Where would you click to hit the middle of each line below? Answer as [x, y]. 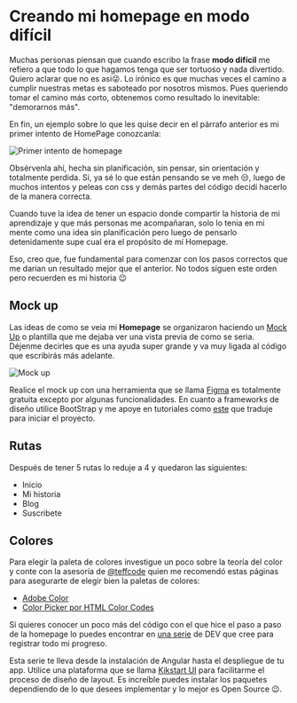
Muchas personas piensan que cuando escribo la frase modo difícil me [140, 59]
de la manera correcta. [51, 196]
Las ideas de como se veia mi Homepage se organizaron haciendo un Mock [148, 327]
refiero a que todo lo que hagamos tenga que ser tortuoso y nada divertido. [147, 69]
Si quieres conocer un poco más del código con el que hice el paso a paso [145, 625]
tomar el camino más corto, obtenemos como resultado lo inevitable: [135, 97]
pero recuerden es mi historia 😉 [68, 278]
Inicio [32, 485]
